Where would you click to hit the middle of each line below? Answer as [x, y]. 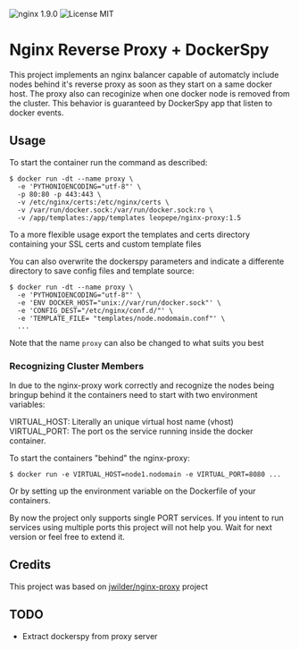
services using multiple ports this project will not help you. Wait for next [141, 528]
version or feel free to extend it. [67, 537]
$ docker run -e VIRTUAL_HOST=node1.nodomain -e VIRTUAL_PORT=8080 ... [145, 475]
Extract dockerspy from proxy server [90, 636]
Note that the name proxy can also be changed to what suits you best [137, 342]
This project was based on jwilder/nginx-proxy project [108, 587]
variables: [27, 405]
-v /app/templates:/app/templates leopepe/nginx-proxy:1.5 [129, 218]
